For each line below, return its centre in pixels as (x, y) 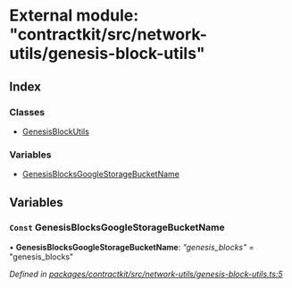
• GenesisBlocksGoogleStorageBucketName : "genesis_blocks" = (132, 247)
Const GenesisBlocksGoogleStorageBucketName (117, 227)
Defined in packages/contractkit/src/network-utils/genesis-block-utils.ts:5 (146, 274)
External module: (74, 16)
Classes (27, 112)
